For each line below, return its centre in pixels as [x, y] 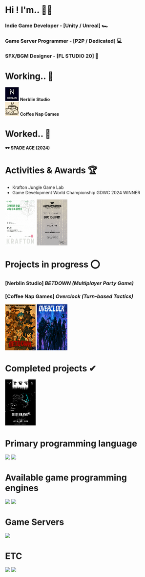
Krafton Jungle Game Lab [38, 187]
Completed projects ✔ [51, 369]
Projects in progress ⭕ [52, 264]
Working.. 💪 [29, 76]
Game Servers [35, 522]
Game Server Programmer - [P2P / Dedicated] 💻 [63, 41]
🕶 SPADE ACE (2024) [28, 148]
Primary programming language [71, 444]
